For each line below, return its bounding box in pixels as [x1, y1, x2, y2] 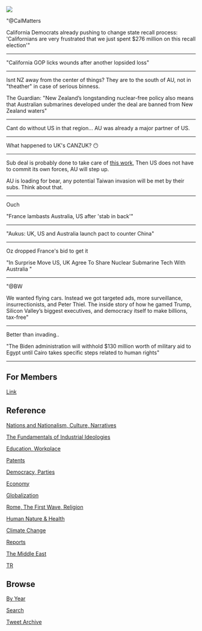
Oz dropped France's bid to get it [6, 247, 88, 254]
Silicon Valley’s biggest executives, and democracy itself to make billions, [6, 307, 188, 314]
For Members [6, 372, 58, 382]
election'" [6, 42, 31, 49]
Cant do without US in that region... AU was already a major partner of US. [6, 125, 191, 131]
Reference [6, 406, 46, 416]
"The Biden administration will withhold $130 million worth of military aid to [6, 343, 191, 350]
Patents [6, 456, 25, 463]
